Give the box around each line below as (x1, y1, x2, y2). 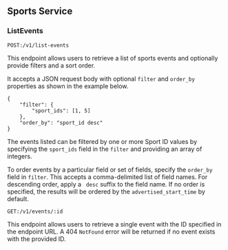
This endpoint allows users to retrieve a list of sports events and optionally (7, 54, 218, 62)
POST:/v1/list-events (7, 41, 70, 49)
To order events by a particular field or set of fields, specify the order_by (7, 165, 213, 174)
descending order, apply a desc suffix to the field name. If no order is (7, 180, 205, 188)
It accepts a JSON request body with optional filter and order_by (7, 74, 195, 83)
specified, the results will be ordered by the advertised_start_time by (7, 187, 205, 196)
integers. (7, 152, 32, 160)
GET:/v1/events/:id (7, 208, 63, 215)
